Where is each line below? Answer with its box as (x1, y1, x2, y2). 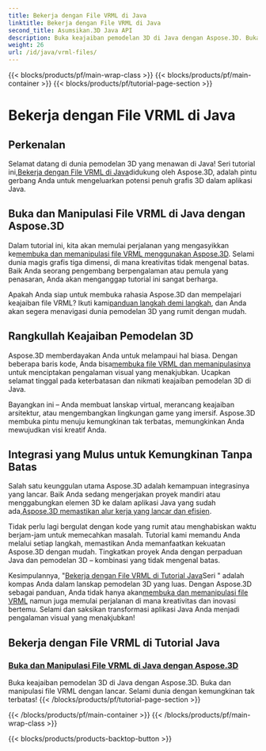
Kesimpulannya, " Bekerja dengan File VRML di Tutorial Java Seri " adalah (8, 571, 245, 580)
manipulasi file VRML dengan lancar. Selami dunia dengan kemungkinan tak (8, 687, 255, 696)
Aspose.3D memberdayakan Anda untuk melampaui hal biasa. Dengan (8, 351, 238, 360)
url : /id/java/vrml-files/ (8, 48, 97, 56)
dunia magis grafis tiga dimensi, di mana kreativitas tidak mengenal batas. (8, 257, 249, 266)
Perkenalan (8, 138, 66, 151)
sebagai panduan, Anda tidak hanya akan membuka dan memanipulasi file (8, 588, 249, 597)
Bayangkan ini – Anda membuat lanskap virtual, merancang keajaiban (8, 400, 235, 409)
